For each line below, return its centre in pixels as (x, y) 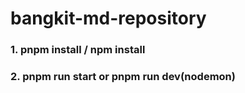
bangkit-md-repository (108, 18)
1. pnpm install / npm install (78, 50)
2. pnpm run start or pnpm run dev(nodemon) (123, 77)
